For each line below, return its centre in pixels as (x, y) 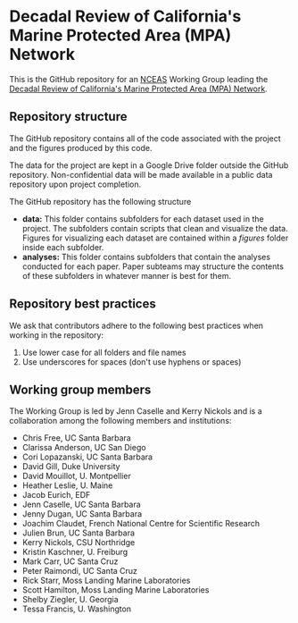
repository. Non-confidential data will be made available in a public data (141, 174)
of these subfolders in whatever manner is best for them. (127, 275)
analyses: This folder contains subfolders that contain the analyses (146, 257)
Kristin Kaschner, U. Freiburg (75, 552)
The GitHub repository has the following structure (100, 201)
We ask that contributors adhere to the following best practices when (137, 325)
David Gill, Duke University (71, 467)
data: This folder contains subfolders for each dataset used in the (143, 219)
